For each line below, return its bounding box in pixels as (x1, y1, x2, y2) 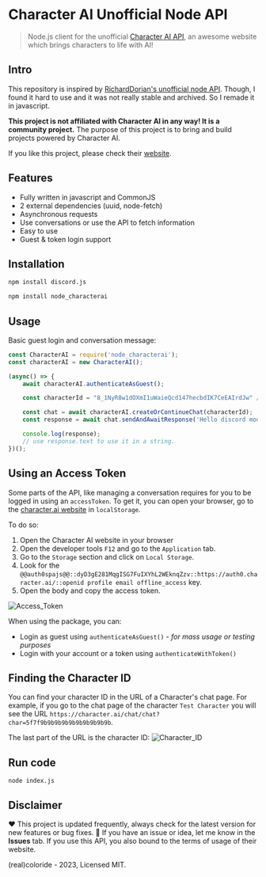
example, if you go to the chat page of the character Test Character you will (8, 700, 256, 710)
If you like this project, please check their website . (8, 148, 172, 158)
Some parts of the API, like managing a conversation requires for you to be (8, 488, 252, 497)
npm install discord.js (8, 279, 87, 287)
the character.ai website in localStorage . (8, 504, 141, 514)
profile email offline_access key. (86, 577, 202, 587)
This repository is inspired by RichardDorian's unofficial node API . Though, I (8, 84, 256, 93)
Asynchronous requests (19, 209, 98, 218)
